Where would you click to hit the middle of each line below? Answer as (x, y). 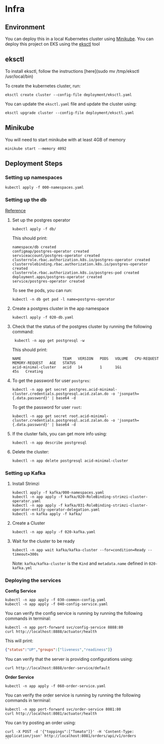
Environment (25, 27)
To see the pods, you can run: (42, 290)
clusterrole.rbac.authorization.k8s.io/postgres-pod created (76, 272)
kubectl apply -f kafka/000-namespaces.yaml (58, 493)
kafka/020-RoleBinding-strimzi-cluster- (106, 497)
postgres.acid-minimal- (93, 389)
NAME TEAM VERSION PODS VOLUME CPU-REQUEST (85, 359)
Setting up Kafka (25, 473)
